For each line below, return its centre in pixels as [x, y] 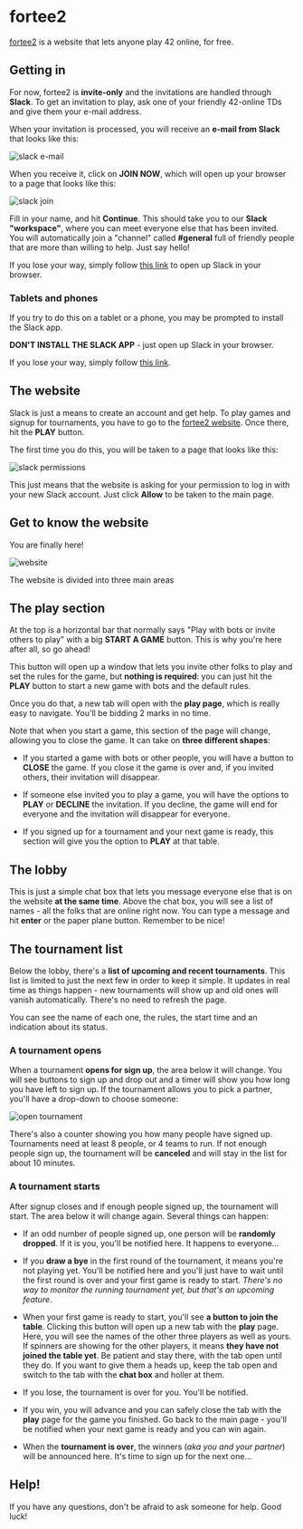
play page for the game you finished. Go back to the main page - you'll [155, 1419]
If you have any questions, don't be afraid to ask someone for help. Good [146, 1506]
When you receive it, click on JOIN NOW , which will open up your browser [148, 173]
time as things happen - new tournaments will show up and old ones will [144, 991]
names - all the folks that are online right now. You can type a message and [150, 911]
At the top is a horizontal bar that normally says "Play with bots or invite [142, 630]
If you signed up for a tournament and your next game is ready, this [148, 832]
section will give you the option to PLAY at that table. [121, 841]
